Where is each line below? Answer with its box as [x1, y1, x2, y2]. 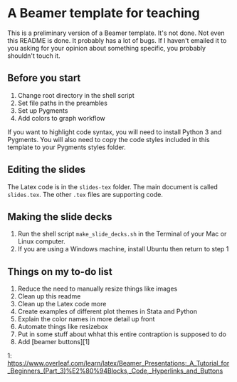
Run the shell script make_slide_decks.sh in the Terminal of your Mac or [17, 230, 227, 238]
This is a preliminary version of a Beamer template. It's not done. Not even [7, 29, 226, 37]
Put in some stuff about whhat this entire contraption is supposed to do [17, 330, 226, 338]
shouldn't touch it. [7, 51, 60, 60]
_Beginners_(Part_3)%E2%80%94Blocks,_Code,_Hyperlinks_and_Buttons [7, 366, 223, 376]
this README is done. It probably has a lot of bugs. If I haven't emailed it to [7, 36, 227, 44]
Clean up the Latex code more [17, 300, 107, 308]
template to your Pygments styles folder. [7, 143, 126, 151]
